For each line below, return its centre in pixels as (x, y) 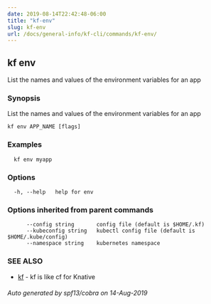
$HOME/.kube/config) (38, 237)
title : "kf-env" (31, 21)
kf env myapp (33, 159)
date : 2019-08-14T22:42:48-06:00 (57, 14)
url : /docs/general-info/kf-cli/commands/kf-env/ (82, 34)
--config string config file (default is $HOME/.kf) (115, 225)
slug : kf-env (27, 27)
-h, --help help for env (54, 192)
